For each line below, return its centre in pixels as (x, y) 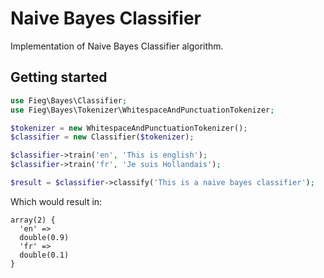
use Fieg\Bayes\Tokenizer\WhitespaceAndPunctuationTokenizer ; (142, 110)
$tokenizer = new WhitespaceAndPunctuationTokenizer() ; (129, 128)
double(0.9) (44, 237)
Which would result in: (56, 201)
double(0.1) (44, 255)
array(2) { (33, 220)
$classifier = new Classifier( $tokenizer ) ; (102, 137)
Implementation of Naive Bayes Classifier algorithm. (117, 46)
